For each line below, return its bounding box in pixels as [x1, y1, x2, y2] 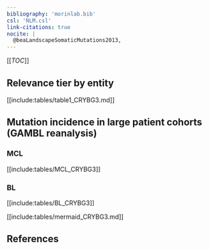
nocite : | [6, 30, 36, 38]
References [6, 233, 59, 245]
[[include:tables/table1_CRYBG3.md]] [6, 95, 115, 104]
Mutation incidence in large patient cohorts [6, 116, 203, 129]
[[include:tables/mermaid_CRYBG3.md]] [6, 212, 124, 221]
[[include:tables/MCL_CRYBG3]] [6, 165, 101, 173]
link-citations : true [6, 23, 71, 31]
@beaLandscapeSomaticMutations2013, [13, 37, 122, 44]
